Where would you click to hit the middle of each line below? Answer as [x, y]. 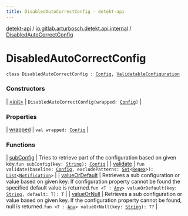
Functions [21, 145]
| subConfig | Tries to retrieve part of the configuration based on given [91, 158]
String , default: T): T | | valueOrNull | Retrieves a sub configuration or [94, 194]
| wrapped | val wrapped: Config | [48, 129]
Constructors [26, 89]
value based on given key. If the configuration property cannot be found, [94, 200]
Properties [21, 117]
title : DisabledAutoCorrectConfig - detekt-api [66, 11]
